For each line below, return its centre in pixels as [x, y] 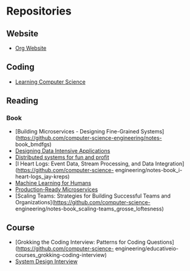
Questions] [160, 242]
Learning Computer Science [50, 82]
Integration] [170, 163]
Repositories [39, 11]
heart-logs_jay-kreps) [42, 176]
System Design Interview [46, 261]
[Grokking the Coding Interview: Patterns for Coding [80, 242]
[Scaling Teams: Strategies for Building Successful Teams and [93, 196]
